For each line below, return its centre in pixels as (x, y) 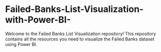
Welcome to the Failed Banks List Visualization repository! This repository (80, 33)
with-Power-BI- (38, 20)
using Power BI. (21, 44)
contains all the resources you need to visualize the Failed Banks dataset (80, 39)
